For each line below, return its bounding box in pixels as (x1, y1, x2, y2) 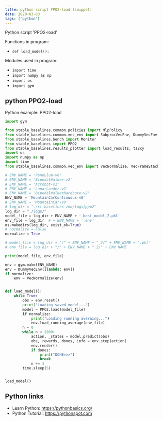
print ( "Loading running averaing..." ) (31, 316, 110, 321)
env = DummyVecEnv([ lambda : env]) (5, 267, 75, 272)
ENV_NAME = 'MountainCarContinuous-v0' (5, 195, 86, 200)
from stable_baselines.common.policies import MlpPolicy (5, 128, 123, 133)
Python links (5, 392, 44, 401)
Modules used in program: (5, 58, 58, 64)
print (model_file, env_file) (5, 253, 64, 258)
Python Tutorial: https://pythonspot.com (12, 410, 92, 416)
